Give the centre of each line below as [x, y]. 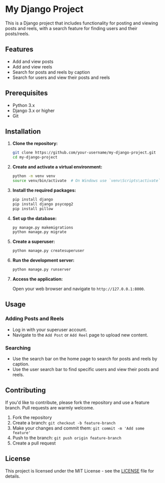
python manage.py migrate [39, 232]
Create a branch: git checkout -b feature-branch [64, 422]
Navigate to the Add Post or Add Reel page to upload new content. [80, 335]
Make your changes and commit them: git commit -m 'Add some [78, 428]
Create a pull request [34, 443]
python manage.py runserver [41, 269]
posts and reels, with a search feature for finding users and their [71, 28]
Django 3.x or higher [33, 110]
